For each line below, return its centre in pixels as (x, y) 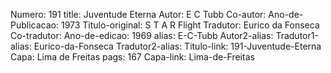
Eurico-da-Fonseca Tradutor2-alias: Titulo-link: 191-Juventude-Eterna (177, 46)
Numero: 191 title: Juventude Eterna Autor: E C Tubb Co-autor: (138, 14)
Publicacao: (34, 25)
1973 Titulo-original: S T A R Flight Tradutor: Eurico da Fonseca (190, 25)
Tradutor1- (297, 35)
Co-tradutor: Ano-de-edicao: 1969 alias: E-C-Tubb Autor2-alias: (142, 35)
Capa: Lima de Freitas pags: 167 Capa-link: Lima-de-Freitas (132, 57)
